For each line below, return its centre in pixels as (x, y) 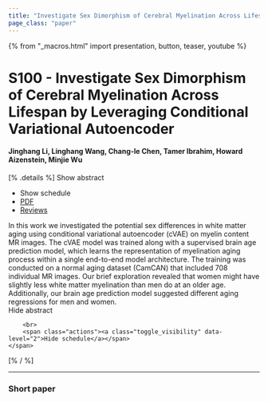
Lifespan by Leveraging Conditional (128, 112)
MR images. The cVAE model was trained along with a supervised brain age (132, 242)
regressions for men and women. (63, 301)
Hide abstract (31, 310)
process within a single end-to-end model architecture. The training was (127, 259)
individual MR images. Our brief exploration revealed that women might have (134, 276)
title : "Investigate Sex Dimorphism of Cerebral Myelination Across (124, 16)
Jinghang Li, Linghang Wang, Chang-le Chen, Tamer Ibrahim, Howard (126, 152)
